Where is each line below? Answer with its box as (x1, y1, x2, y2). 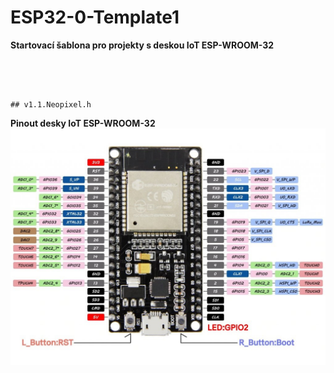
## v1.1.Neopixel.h (10, 99, 92, 110)
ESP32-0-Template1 (10, 6, 180, 29)
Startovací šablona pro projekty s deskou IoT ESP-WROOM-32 (10, 39, 275, 51)
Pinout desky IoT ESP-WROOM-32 (10, 117, 156, 129)
